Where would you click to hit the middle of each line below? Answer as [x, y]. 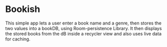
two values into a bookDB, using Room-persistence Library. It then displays [83, 28]
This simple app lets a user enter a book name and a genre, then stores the [83, 23]
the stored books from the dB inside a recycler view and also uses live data [83, 33]
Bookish [23, 9]
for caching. [18, 39]
